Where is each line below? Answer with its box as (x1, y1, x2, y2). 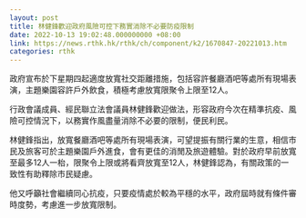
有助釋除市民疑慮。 (25, 169, 97, 180)
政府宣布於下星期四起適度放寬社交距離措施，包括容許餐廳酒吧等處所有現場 (9, 74, 289, 84)
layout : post (9, 13, 59, 23)
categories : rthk (9, 47, 76, 56)
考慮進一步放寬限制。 (40, 199, 121, 210)
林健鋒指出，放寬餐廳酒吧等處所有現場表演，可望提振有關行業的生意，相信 (9, 134, 289, 145)
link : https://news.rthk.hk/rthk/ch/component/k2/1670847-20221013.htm (9, 38, 287, 48)
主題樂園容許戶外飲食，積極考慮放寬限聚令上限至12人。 (25, 84, 234, 95)
